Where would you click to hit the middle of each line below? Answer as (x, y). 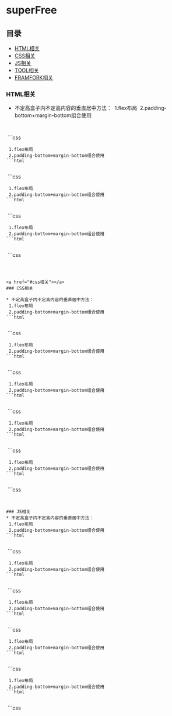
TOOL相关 (27, 70)
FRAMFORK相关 (34, 78)
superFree (31, 10)
